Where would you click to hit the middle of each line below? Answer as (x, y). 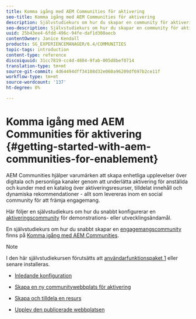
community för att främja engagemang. (53, 200)
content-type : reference (36, 55)
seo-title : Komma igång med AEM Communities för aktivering (81, 17)
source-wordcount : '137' (36, 83)
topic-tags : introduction (37, 50)
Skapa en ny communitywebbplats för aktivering (73, 287)
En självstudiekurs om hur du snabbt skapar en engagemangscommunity (94, 229)
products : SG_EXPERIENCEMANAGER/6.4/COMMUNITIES (66, 44)
